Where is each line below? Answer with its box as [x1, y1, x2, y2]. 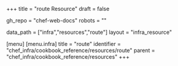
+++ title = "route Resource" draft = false [6, 5, 110, 12]
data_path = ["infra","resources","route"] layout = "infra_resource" [6, 28, 173, 36]
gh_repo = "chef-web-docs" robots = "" [6, 17, 107, 24]
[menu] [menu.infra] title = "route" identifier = [6, 41, 121, 47]
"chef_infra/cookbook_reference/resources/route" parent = [6, 47, 155, 54]
